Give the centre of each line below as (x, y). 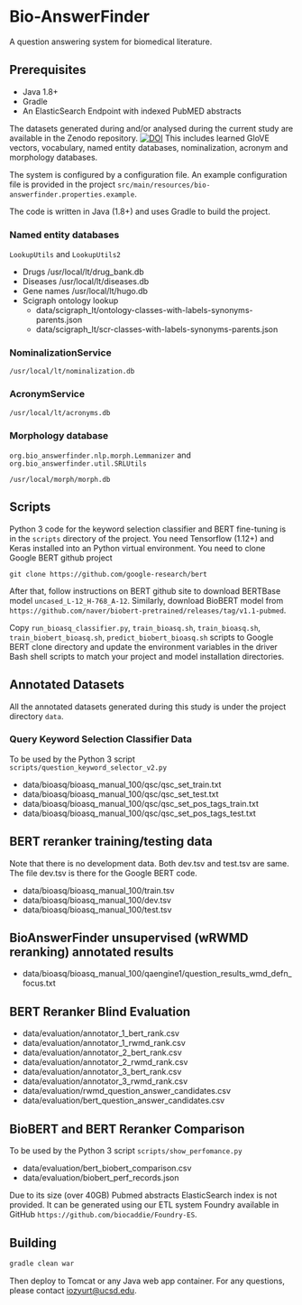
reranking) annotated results (92, 953)
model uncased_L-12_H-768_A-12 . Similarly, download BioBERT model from (146, 600)
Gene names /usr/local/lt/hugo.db (85, 292)
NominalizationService (60, 352)
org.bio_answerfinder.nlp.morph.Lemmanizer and (101, 455)
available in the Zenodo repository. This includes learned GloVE (140, 138)
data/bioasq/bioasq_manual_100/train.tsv (98, 890)
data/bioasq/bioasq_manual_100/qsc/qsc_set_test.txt (120, 794)
